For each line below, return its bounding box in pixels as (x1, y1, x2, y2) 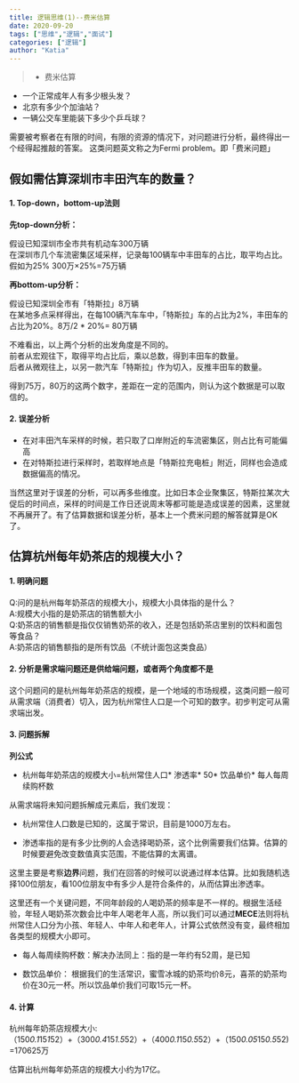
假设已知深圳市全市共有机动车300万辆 (9, 237, 149, 249)
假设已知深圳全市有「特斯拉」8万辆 (9, 298, 140, 309)
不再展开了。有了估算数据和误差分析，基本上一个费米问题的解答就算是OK (9, 509, 279, 520)
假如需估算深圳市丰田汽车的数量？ (9, 171, 197, 187)
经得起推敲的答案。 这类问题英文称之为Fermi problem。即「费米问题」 (16, 143, 276, 154)
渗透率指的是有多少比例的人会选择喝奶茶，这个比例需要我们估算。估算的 (21, 837, 287, 847)
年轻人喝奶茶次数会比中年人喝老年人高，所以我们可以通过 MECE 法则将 (24, 908, 282, 919)
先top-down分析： (9, 219, 78, 229)
